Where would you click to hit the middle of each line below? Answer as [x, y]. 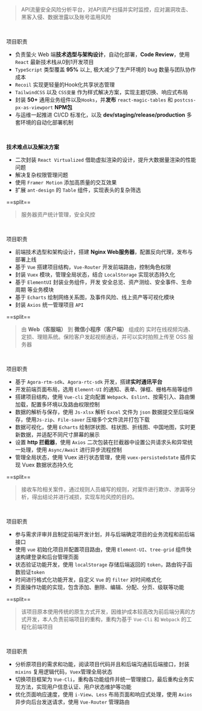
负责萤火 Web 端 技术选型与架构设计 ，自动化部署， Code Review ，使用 [102, 54]
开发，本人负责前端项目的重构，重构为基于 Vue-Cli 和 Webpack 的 [106, 619]
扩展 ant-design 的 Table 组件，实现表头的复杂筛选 [78, 190]
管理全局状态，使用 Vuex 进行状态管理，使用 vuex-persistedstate [97, 457]
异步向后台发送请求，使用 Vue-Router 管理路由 [72, 702]
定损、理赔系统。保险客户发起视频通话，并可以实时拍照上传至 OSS [104, 337]
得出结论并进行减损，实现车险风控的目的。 [84, 497]
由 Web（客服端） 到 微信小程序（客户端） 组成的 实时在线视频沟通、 [107, 329]
